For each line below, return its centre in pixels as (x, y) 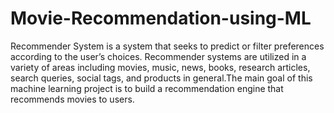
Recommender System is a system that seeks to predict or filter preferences (167, 46)
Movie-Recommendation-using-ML (161, 18)
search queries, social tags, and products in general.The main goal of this (161, 78)
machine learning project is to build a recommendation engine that (147, 88)
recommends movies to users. (72, 99)
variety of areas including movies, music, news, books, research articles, (160, 67)
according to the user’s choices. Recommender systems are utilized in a (158, 56)
